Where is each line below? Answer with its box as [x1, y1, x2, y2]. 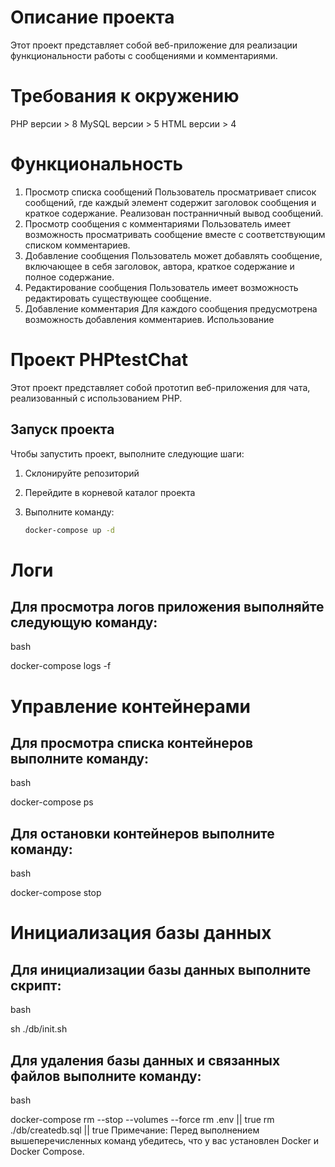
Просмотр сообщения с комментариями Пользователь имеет [24, 217, 292, 230]
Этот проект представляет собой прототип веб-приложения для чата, [10, 381, 311, 393]
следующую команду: [10, 614, 158, 631]
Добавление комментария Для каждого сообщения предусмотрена [24, 302, 318, 315]
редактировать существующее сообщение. [24, 292, 212, 304]
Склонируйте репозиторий [24, 467, 140, 479]
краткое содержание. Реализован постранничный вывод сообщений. [24, 207, 324, 219]
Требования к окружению [10, 85, 240, 108]
